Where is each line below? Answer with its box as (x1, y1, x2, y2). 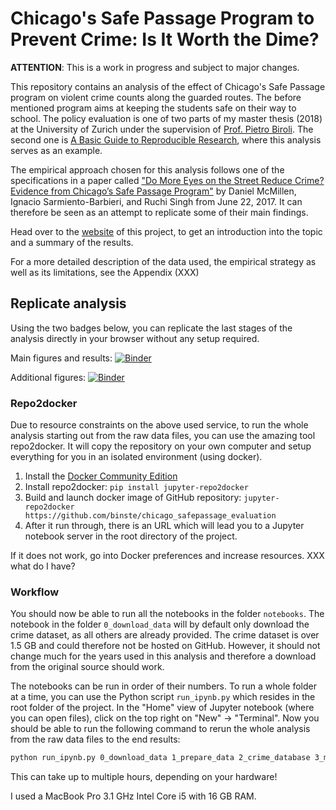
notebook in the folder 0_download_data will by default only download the (10, 618, 310, 631)
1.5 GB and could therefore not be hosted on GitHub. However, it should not (10, 640, 321, 652)
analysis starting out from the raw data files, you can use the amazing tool (10, 430, 316, 442)
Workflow (10, 585, 60, 599)
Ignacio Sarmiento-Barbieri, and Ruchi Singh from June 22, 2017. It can (10, 195, 303, 207)
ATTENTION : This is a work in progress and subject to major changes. (10, 61, 300, 73)
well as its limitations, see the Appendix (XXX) (10, 266, 200, 278)
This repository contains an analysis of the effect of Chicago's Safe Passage (10, 80, 326, 92)
